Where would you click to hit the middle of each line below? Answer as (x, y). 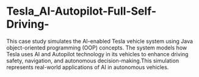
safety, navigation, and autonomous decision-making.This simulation (92, 61)
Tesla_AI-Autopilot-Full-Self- (81, 11)
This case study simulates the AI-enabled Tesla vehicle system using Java (100, 41)
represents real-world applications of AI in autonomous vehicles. (88, 67)
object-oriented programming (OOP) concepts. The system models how (97, 48)
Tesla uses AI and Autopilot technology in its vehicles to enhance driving (97, 54)
